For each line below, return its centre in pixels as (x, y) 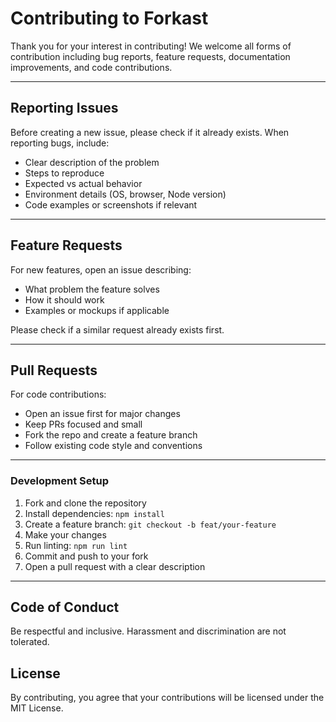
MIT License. (37, 708)
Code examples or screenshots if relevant (111, 204)
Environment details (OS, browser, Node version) (125, 194)
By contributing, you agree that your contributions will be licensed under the (167, 698)
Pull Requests (54, 370)
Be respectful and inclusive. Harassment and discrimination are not (148, 631)
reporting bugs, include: (60, 143)
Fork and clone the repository (85, 503)
